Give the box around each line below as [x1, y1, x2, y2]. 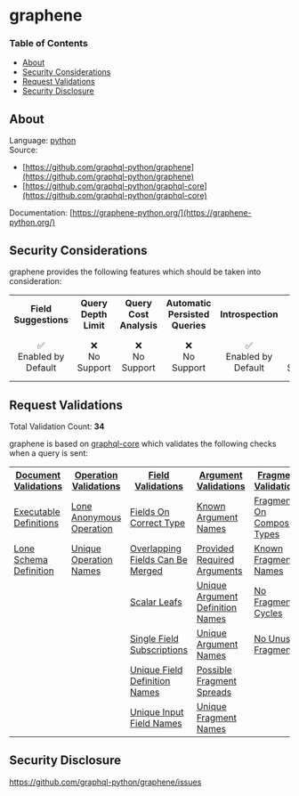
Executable [13, 505, 61, 517]
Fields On [130, 505, 170, 517]
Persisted [167, 308, 210, 321]
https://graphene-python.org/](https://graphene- [72, 207, 252, 218]
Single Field [130, 632, 180, 645]
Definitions [13, 516, 60, 529]
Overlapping [130, 542, 182, 555]
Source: [9, 144, 38, 156]
